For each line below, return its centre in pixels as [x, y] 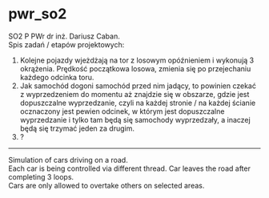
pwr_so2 [38, 14]
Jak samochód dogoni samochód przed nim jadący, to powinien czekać [138, 86]
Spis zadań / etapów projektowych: [66, 44]
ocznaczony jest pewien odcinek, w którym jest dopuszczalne [122, 111]
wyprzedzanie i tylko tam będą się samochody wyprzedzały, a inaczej [135, 119]
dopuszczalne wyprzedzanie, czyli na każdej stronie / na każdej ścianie [138, 103]
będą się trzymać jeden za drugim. [77, 128]
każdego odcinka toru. [57, 77]
